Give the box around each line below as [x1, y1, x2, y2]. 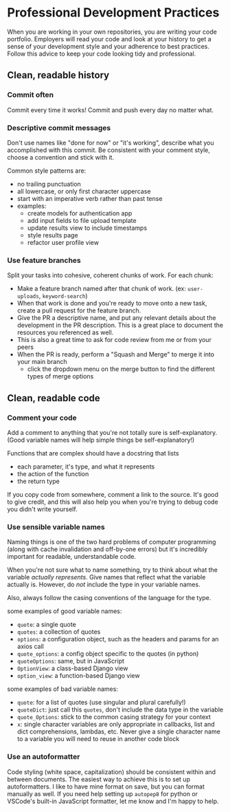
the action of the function [16, 469, 89, 478]
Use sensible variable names [7, 522, 105, 531]
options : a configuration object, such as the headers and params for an [16, 635, 219, 643]
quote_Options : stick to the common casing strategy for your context [16, 713, 211, 721]
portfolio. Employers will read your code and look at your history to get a [7, 34, 211, 43]
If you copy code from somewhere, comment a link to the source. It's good [7, 490, 218, 498]
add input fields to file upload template [27, 216, 137, 224]
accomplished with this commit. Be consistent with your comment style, [7, 146, 211, 154]
